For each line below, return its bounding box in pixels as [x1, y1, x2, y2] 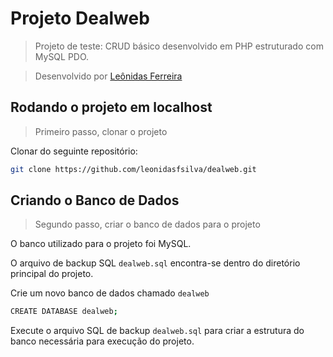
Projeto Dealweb [10, 7, 150, 30]
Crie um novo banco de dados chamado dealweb [10, 287, 210, 299]
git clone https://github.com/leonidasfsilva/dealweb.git [10, 164, 257, 174]
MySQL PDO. [34, 50, 90, 62]
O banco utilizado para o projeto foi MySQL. [10, 238, 192, 250]
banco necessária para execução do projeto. [10, 335, 195, 347]
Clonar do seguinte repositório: [10, 145, 138, 157]
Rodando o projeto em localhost [10, 99, 213, 116]
